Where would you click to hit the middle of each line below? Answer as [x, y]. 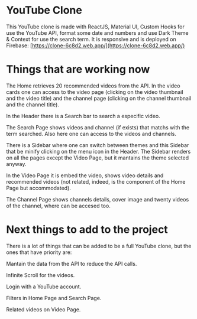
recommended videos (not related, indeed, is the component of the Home [96, 181]
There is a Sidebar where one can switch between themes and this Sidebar [98, 145]
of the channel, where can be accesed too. [58, 206]
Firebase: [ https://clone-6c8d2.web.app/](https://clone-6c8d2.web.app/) [96, 45]
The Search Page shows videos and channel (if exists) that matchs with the [98, 127]
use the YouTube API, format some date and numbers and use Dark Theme [98, 32]
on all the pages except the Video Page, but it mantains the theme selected [98, 158]
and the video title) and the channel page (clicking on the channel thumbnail [99, 98]
